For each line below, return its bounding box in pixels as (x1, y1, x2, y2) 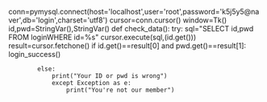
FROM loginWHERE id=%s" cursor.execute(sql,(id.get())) (8, 32, 197, 42)
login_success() (8, 50, 61, 59)
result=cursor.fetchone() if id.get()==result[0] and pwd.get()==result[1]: (8, 41, 247, 51)
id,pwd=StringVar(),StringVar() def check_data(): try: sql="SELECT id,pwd (8, 24, 254, 33)
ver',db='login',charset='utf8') (8, 15, 108, 25)
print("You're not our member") (65, 86, 175, 94)
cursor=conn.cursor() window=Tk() (109, 15, 227, 25)
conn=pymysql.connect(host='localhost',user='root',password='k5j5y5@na (8, 7, 260, 16)
